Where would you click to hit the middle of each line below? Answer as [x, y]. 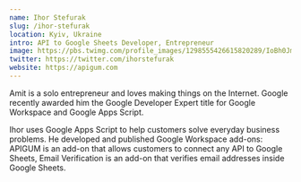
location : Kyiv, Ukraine [56, 34]
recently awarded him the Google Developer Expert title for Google [133, 102]
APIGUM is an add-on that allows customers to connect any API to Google [146, 148]
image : [21, 51]
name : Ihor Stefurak [48, 17]
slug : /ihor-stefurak [50, 26]
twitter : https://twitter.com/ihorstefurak [92, 59]
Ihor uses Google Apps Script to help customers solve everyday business [145, 129]
